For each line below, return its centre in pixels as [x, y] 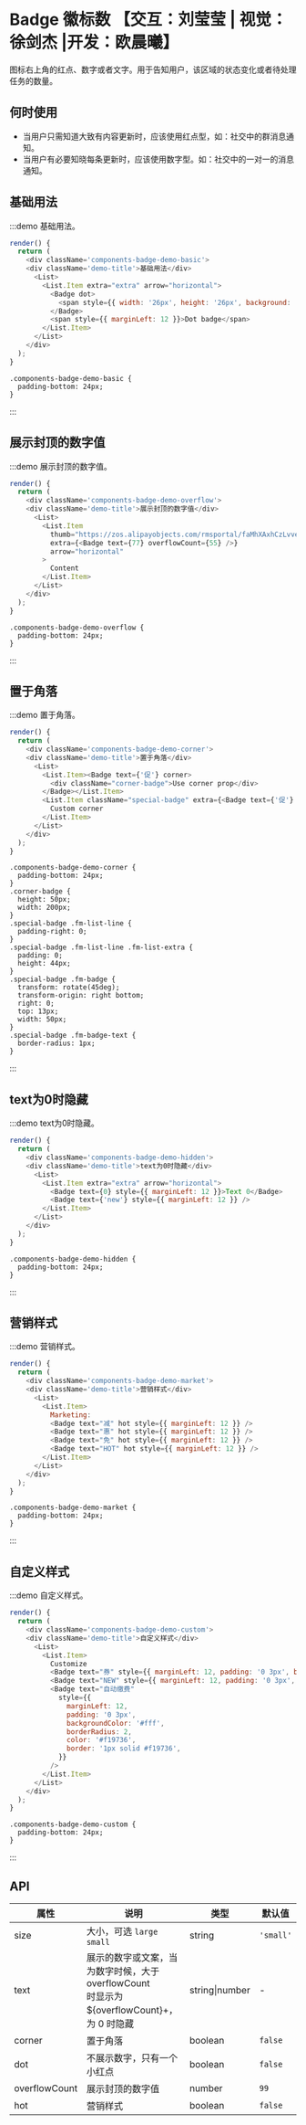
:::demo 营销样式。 [45, 1347]
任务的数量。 [33, 80]
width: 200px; [44, 908]
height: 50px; [44, 900]
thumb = [62, 534]
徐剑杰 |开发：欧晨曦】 [94, 42]
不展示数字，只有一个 [132, 2058]
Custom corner [76, 809]
